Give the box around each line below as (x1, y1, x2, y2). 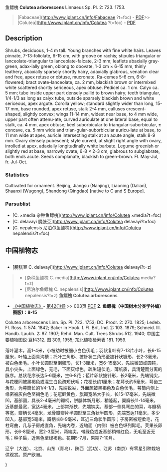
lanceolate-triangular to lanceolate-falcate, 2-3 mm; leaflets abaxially (5, 58, 148, 64)
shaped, (5, 111, 22, 117)
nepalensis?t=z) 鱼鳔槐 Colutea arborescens (24, 293, 118, 299)
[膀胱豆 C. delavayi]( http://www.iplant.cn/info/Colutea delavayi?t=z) (12, 264, 152, 270)
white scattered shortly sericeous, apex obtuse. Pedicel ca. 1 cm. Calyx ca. (5, 84, 159, 90)
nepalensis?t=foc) (12, 230, 50, 236)
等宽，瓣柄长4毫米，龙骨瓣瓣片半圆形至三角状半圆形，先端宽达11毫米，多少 (5, 410, 161, 416)
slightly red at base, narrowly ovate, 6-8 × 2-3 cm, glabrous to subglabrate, (5, 148, 161, 154)
